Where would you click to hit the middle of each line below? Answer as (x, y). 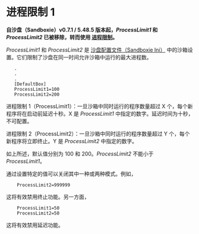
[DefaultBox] (30, 84)
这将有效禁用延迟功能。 (35, 225)
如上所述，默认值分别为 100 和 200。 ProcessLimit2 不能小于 (80, 154)
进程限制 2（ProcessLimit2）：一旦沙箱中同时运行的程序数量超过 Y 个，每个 (98, 134)
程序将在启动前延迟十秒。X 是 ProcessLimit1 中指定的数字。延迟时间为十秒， (100, 113)
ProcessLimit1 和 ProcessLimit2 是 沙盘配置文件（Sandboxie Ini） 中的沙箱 (97, 50)
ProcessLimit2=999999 (43, 185)
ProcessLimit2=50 (38, 213)
